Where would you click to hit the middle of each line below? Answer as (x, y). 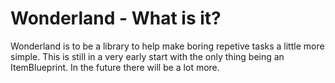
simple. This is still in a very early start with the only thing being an (147, 56)
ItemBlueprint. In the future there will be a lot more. (115, 67)
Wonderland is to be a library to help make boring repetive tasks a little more (167, 46)
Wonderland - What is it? (116, 18)
